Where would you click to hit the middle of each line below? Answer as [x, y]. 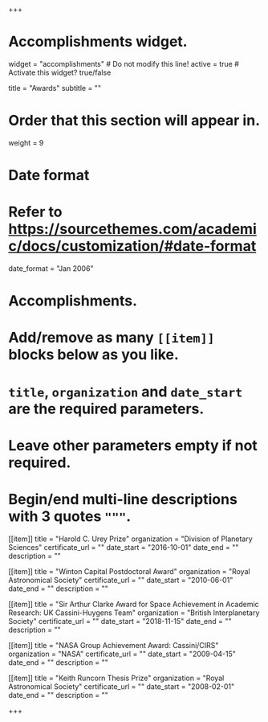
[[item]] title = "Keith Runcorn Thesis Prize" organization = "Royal [116, 678]
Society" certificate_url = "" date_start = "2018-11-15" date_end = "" [120, 621]
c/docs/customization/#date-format [132, 246]
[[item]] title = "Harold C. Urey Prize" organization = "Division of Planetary [130, 539]
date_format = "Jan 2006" [51, 269]
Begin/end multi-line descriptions [123, 499]
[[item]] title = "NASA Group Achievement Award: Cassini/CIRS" [114, 645]
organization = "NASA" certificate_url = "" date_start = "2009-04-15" [122, 654]
